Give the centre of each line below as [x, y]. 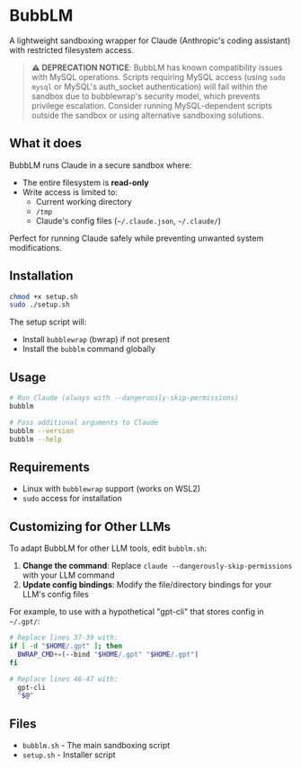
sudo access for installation [72, 499]
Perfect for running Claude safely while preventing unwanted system [137, 238]
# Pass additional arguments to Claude [84, 422]
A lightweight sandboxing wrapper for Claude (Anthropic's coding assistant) [150, 40]
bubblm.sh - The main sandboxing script [96, 746]
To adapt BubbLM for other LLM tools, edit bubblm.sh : [108, 548]
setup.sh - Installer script [69, 755]
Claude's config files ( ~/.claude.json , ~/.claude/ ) [128, 220]
